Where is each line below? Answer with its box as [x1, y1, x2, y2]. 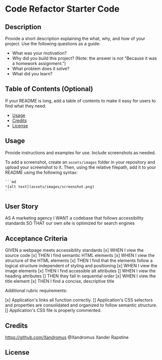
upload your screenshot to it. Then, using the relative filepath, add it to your [5, 164, 157, 170]
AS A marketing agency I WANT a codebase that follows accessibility [5, 215, 144, 221]
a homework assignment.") [12, 61, 66, 66]
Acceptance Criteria [5, 234, 68, 242]
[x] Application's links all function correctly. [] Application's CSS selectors [5, 297, 153, 303]
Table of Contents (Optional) [5, 85, 93, 93]
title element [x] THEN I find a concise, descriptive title [5, 278, 114, 284]
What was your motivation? [12, 50, 67, 56]
